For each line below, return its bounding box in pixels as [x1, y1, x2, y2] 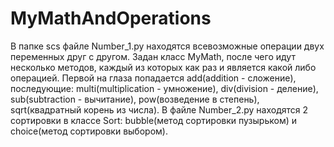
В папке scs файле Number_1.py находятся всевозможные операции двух [10, 40, 325, 52]
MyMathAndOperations [10, 7, 212, 30]
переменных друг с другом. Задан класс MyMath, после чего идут [10, 50, 296, 62]
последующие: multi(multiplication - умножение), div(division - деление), [10, 82, 319, 94]
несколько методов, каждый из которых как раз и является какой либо [10, 61, 317, 73]
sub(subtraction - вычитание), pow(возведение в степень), [10, 93, 260, 105]
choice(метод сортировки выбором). [10, 125, 168, 137]
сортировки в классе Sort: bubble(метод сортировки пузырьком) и [10, 114, 298, 126]
